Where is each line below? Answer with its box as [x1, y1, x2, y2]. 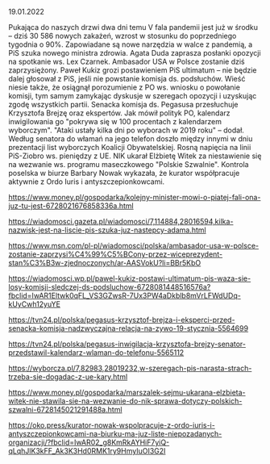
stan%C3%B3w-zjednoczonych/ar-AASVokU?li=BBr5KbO [8, 258, 201, 267]
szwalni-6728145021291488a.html [8, 405, 123, 414]
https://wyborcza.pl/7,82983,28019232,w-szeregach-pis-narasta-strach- [8, 363, 252, 373]
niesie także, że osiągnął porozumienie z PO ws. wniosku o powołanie [8, 82, 240, 92]
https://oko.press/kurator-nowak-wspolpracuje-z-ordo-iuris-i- [8, 420, 215, 430]
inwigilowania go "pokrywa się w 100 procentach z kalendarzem [8, 117, 222, 126]
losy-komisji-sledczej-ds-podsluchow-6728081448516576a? [8, 282, 211, 291]
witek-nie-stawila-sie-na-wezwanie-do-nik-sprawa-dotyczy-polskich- [8, 396, 243, 406]
